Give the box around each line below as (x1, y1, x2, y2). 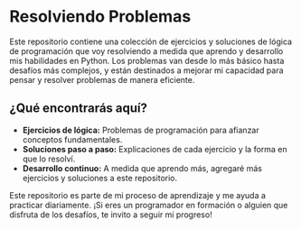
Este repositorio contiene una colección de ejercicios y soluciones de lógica (9, 36, 292, 47)
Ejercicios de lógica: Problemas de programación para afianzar (22, 124, 259, 135)
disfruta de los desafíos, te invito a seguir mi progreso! (9, 209, 212, 220)
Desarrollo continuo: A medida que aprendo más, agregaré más (22, 162, 262, 173)
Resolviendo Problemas (9, 6, 192, 27)
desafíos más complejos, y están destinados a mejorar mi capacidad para (9, 65, 284, 76)
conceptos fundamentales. (22, 133, 123, 145)
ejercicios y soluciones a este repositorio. (22, 172, 178, 183)
